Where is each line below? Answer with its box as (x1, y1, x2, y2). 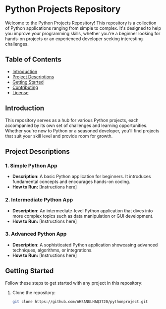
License (12, 89, 29, 95)
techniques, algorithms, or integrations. (12, 247, 93, 253)
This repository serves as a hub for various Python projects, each (5, 117, 139, 123)
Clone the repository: (12, 289, 56, 296)
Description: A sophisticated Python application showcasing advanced (12, 242, 158, 247)
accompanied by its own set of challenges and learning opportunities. (5, 123, 148, 128)
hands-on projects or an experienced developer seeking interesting (5, 36, 143, 42)
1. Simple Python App (5, 162, 58, 169)
